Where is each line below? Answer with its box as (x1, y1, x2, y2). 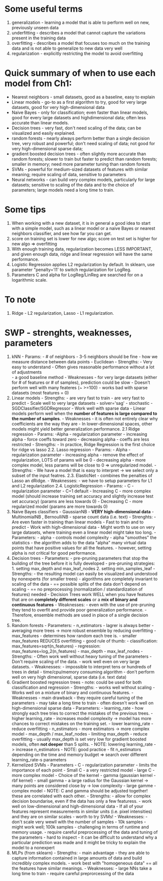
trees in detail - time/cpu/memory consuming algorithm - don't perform (11, 669, 155, 675)
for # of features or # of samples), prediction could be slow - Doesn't (11, 379, 150, 385)
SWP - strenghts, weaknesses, (4, 327, 132, 338)
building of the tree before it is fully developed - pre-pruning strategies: (11, 560, 155, 566)
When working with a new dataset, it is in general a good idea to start (11, 220, 151, 226)
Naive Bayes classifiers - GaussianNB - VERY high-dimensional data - (11, 508, 154, 514)
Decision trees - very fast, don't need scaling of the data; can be (11, 125, 142, 131)
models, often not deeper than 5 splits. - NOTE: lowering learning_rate (11, 741, 153, 747)
